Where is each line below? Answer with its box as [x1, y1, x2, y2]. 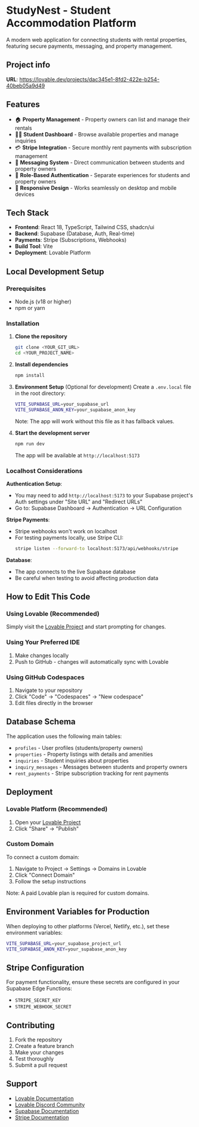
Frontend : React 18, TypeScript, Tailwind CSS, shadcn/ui [14, 224, 154, 231]
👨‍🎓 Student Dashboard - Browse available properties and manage [14, 130, 179, 138]
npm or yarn [14, 305, 45, 312]
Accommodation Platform [6, 16, 136, 30]
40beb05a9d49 [6, 82, 45, 89]
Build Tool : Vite [14, 243, 53, 250]
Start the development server [14, 429, 90, 436]
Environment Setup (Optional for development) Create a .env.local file [14, 383, 191, 390]
